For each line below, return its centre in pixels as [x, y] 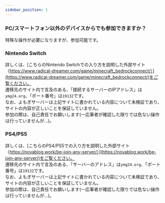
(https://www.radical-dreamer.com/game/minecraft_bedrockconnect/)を [80, 77]
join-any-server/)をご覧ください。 [40, 158]
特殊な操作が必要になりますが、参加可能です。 [53, 40]
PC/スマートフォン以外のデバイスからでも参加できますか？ [76, 28]
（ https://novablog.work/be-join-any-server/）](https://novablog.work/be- [81, 152]
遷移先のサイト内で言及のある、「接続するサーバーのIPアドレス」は [74, 90]
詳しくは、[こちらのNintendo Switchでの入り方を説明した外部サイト [75, 65]
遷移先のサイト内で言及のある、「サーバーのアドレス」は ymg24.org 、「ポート [83, 164]
